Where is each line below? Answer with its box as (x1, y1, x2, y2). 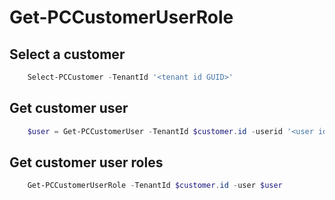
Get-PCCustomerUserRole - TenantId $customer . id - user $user (27, 181, 283, 191)
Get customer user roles (9, 154, 164, 171)
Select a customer (9, 46, 126, 63)
